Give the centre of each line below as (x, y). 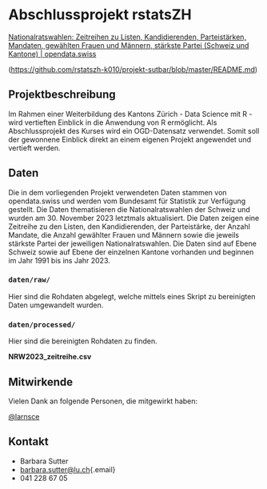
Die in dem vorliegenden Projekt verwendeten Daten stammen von (118, 192)
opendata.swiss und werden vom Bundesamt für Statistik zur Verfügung (127, 201)
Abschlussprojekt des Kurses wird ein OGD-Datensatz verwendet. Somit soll (134, 130)
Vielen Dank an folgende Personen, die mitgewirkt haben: (103, 401)
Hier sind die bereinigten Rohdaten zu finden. (83, 341)
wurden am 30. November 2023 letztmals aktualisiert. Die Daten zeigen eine (134, 218)
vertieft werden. (35, 148)
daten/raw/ (29, 280)
